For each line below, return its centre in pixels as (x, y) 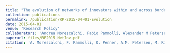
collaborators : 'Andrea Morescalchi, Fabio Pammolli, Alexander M (77, 33)
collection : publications (32, 15)
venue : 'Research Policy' (32, 29)
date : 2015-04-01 (24, 24)
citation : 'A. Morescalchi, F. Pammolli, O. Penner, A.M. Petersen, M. (82, 43)
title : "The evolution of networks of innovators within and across (79, 10)
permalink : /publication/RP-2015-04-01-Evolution (59, 19)
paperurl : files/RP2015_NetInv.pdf (43, 38)
